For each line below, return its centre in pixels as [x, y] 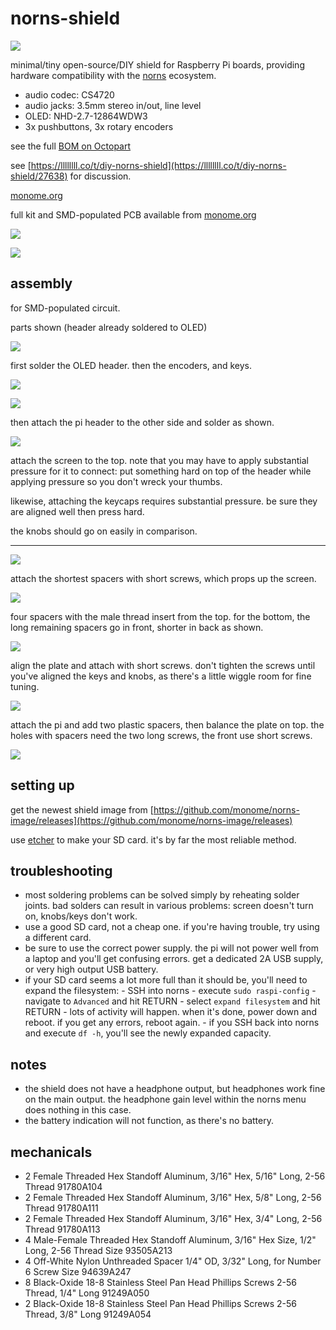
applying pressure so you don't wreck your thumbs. [116, 481]
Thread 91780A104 [63, 1186]
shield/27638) [39, 176]
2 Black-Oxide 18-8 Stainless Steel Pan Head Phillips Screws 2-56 [160, 1303]
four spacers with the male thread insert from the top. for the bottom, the [160, 616]
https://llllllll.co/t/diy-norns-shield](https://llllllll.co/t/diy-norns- [158, 165]
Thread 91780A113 [62, 1229]
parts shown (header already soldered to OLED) [109, 327]
